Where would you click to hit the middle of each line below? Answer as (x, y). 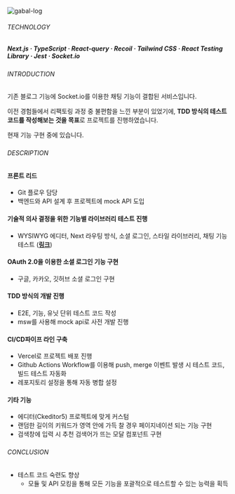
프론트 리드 (22, 175)
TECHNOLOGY (29, 27)
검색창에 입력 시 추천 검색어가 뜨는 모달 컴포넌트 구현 (89, 434)
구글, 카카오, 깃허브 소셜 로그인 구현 (66, 279)
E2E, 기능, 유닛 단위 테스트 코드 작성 (67, 313)
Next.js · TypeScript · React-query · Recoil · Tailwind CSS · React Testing (115, 48)
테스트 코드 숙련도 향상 (48, 474)
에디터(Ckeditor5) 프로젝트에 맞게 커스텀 (73, 417)
